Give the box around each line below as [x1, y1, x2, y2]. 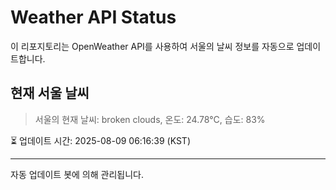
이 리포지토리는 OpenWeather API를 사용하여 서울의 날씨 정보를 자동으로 [10, 40, 295, 52]
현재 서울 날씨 [10, 85, 90, 102]
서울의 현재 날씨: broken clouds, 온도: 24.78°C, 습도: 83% [34, 113, 266, 125]
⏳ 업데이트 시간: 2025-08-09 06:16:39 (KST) [10, 134, 191, 146]
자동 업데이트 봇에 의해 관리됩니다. [10, 168, 144, 180]
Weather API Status [10, 6, 177, 29]
